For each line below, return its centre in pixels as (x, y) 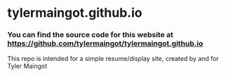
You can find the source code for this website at (91, 35)
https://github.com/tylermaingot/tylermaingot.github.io (105, 43)
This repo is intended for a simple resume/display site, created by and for (113, 59)
